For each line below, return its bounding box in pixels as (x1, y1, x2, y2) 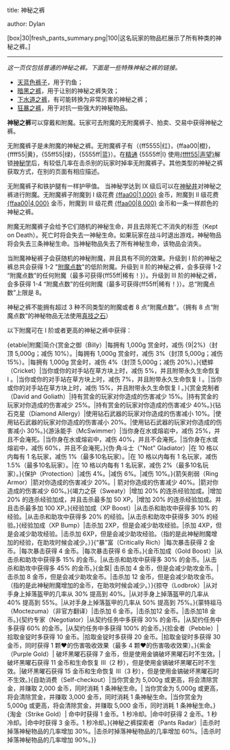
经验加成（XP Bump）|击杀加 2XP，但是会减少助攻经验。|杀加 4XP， (21, 521, 216, 529)
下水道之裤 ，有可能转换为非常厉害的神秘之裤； (16, 95, 149, 103)
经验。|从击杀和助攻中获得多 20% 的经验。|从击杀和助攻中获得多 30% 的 (7, 512, 213, 521)
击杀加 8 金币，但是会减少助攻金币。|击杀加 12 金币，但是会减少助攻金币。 (7, 573, 218, 580)
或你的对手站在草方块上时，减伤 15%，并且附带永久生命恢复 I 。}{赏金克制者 (7, 384, 220, 391)
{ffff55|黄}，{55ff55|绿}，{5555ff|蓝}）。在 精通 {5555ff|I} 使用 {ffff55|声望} (7, 150, 215, 158)
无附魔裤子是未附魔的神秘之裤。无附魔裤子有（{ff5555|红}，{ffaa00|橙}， (7, 141, 214, 150)
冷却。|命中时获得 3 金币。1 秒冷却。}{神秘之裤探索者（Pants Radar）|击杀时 (7, 718, 220, 727)
